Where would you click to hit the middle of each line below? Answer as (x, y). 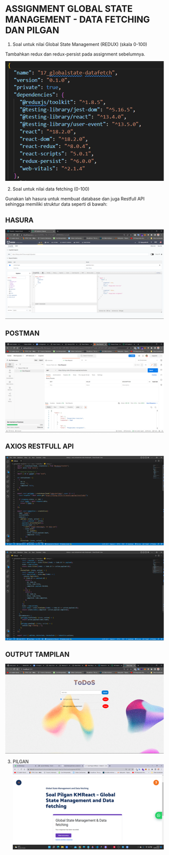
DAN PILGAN (32, 30)
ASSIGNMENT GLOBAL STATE (69, 9)
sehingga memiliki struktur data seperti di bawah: (56, 204)
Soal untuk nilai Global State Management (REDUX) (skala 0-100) (80, 44)
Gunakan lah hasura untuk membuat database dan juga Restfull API (75, 199)
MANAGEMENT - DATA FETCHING (77, 19)
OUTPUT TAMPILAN (37, 654)
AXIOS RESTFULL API (39, 446)
